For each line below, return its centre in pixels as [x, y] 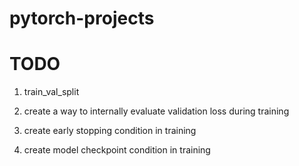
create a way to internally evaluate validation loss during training [156, 111]
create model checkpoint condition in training [117, 150]
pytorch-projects [82, 18]
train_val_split [51, 92]
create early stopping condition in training [110, 131]
